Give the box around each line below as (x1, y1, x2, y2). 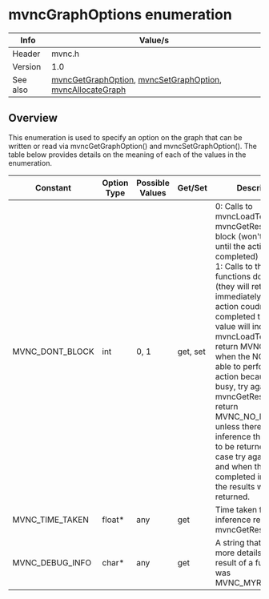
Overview (8, 111, 58, 125)
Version (12, 61, 42, 72)
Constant (34, 182, 72, 193)
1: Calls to (215, 260, 254, 271)
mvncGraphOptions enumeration (8, 6, 232, 24)
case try (215, 451, 247, 462)
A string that (215, 537, 262, 548)
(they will (215, 280, 250, 291)
